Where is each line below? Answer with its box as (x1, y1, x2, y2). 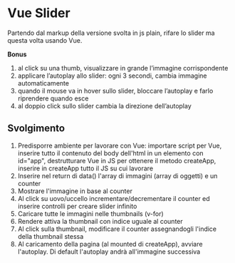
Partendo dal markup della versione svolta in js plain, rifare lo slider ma (7, 29, 215, 37)
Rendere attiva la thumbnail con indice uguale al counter (17, 217, 183, 225)
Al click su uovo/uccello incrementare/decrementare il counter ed (17, 194, 210, 202)
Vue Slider (7, 5, 70, 21)
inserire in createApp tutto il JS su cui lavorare (17, 164, 154, 172)
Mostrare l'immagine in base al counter (17, 187, 133, 195)
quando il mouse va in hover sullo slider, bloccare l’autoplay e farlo (17, 86, 214, 95)
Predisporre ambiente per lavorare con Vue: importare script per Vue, (17, 141, 222, 150)
